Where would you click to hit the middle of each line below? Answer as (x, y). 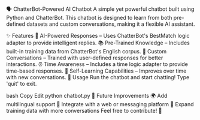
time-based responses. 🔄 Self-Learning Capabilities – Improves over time (96, 71)
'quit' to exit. (22, 84)
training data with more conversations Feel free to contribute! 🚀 (84, 111)
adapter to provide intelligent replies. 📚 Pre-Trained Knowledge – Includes (98, 43)
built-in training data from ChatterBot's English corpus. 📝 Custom (87, 51)
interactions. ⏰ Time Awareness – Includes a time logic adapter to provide (97, 64)
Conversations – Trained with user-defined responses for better (85, 58)
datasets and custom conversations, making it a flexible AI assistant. (111, 24)
